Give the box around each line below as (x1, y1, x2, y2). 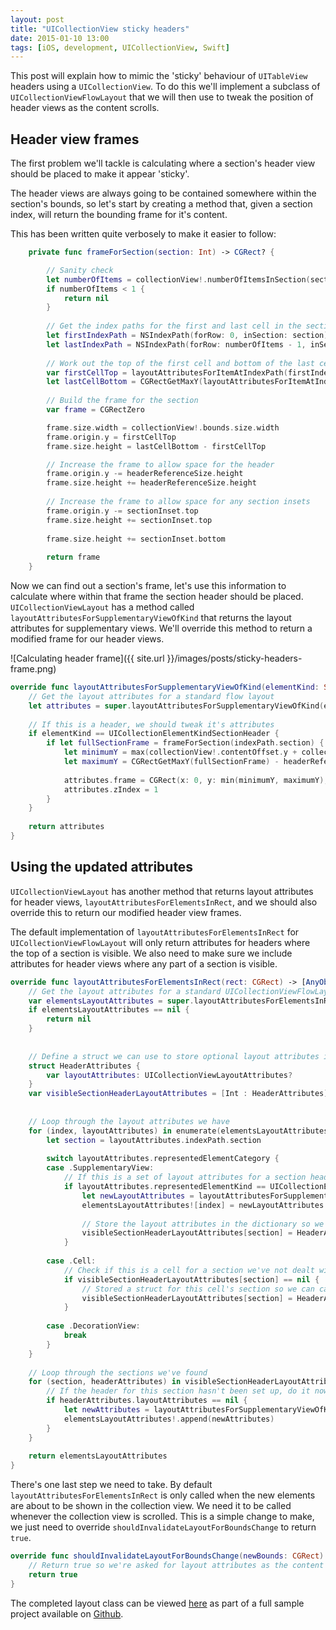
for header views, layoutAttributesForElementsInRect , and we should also (10, 896, 318, 908)
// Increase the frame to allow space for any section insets (46, 497, 311, 507)
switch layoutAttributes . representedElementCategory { (46, 1154, 280, 1164)
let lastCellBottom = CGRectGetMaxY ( (46, 377, 203, 387)
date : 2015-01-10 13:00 (10, 33, 110, 43)
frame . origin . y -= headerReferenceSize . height (46, 469, 244, 479)
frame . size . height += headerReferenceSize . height (46, 478, 257, 488)
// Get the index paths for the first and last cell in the (46, 321, 302, 331)
